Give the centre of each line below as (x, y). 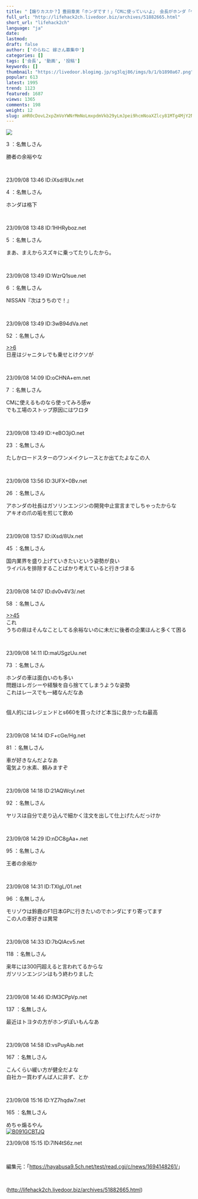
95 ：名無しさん (26, 851)
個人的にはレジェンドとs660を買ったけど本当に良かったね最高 (82, 712)
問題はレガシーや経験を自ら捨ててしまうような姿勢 (68, 685)
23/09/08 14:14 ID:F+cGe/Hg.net (46, 736)
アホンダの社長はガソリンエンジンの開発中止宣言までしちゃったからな (91, 506)
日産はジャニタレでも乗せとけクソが (50, 355)
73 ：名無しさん (26, 665)
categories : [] (25, 55)
